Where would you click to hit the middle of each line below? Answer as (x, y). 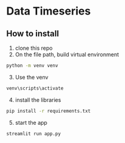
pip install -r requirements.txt (49, 111)
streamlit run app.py (34, 134)
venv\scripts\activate (35, 88)
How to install (33, 34)
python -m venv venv (32, 65)
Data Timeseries (49, 11)
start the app (31, 122)
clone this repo (34, 48)
